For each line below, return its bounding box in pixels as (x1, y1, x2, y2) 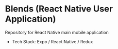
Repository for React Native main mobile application (5, 29, 109, 35)
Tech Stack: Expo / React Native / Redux (12, 38, 93, 44)
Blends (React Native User (5, 3, 113, 14)
